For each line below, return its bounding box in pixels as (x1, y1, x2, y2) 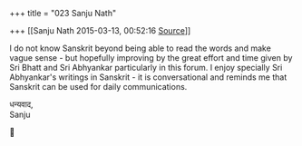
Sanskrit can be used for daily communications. (9, 82, 188, 92)
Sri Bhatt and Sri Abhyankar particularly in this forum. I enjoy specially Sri (9, 63, 283, 73)
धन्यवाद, (9, 99, 34, 110)
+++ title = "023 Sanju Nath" (9, 8, 116, 18)
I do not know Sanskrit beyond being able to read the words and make (9, 43, 272, 54)
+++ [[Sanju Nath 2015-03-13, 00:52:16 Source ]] (9, 25, 191, 35)
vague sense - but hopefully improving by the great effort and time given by (9, 53, 293, 63)
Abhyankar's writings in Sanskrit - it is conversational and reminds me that (9, 72, 287, 83)
